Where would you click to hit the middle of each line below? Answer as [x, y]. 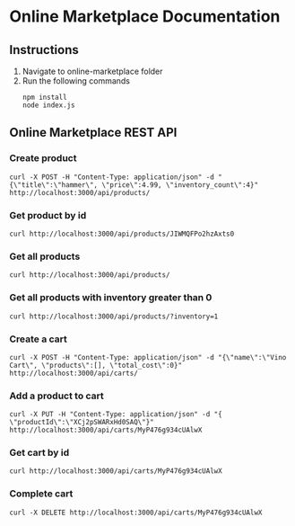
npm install [44, 97]
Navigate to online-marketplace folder [92, 71]
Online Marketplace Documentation [145, 17]
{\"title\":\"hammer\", [54, 185]
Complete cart [41, 494]
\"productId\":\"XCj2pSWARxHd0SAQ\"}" [82, 423]
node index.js [48, 105]
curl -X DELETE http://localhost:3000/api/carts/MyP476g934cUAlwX [136, 513]
